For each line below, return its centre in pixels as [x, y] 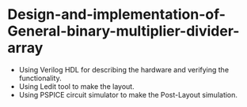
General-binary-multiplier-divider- [123, 31]
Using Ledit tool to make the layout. [77, 86]
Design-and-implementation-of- [117, 15]
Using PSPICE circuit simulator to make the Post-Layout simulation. [128, 94]
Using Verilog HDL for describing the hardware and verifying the [124, 69]
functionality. [40, 78]
